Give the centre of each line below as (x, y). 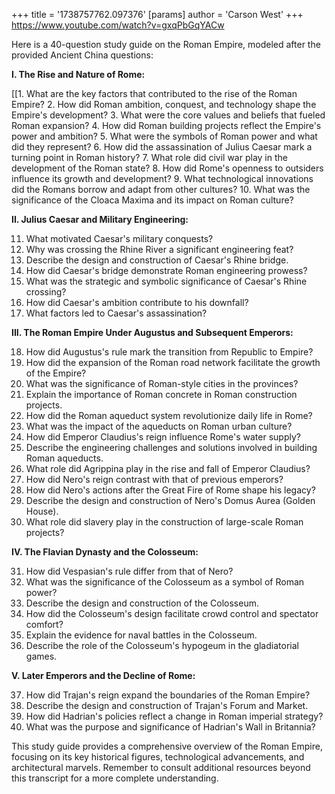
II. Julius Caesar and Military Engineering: (100, 219)
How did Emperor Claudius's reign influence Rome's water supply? (163, 437)
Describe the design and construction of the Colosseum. (142, 603)
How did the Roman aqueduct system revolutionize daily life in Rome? (169, 415)
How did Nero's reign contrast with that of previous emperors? (154, 479)
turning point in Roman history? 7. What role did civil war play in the (149, 157)
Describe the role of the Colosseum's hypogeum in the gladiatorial (162, 645)
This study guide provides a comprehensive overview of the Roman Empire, (167, 746)
